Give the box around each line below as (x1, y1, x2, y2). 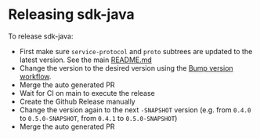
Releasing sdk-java (8, 5, 135, 24)
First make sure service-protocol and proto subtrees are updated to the (19, 46, 253, 56)
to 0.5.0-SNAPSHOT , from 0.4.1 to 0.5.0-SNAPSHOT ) (19, 113, 178, 123)
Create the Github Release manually (19, 97, 135, 106)
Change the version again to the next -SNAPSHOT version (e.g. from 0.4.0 (19, 104, 251, 115)
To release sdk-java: (8, 31, 74, 41)
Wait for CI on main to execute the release (19, 88, 155, 97)
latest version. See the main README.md (19, 55, 153, 64)
